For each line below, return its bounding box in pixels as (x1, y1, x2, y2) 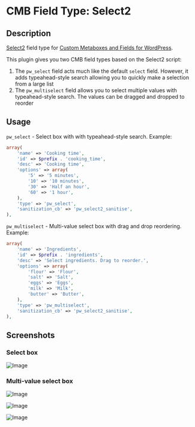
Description (6, 28, 51, 39)
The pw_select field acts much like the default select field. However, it (14, 67, 189, 75)
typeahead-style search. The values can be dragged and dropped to (14, 93, 185, 100)
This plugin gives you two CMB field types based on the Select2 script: (6, 56, 182, 63)
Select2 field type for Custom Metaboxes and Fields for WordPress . (6, 44, 173, 51)
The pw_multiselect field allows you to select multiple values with (14, 87, 177, 94)
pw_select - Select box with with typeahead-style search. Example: (6, 132, 172, 140)
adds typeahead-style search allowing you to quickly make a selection (14, 74, 190, 81)
